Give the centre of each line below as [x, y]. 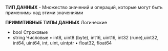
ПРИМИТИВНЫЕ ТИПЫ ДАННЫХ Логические [56, 22]
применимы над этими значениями [44, 13]
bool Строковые [30, 32]
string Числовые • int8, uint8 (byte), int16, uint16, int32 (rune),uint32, [86, 38]
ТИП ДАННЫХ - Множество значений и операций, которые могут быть [84, 7]
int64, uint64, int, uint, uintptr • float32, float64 [62, 43]
